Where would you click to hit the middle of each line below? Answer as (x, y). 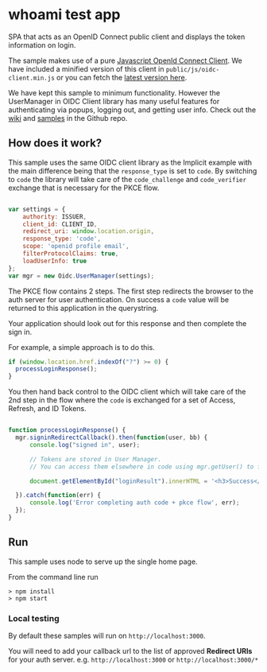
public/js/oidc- (193, 69)
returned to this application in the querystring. (83, 308)
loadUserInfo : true (55, 261)
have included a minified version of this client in (86, 68)
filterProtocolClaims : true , (71, 254)
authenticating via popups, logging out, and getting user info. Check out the (132, 110)
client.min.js (32, 78)
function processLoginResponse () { (67, 430)
